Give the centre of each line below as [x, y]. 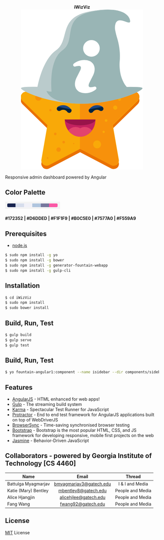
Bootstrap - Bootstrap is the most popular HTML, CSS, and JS [74, 430]
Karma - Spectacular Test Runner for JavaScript [60, 410]
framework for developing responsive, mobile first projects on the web [83, 436]
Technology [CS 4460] [41, 464]
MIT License [18, 532]
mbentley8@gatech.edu [82, 490]
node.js [20, 245]
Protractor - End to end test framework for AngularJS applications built [83, 415]
